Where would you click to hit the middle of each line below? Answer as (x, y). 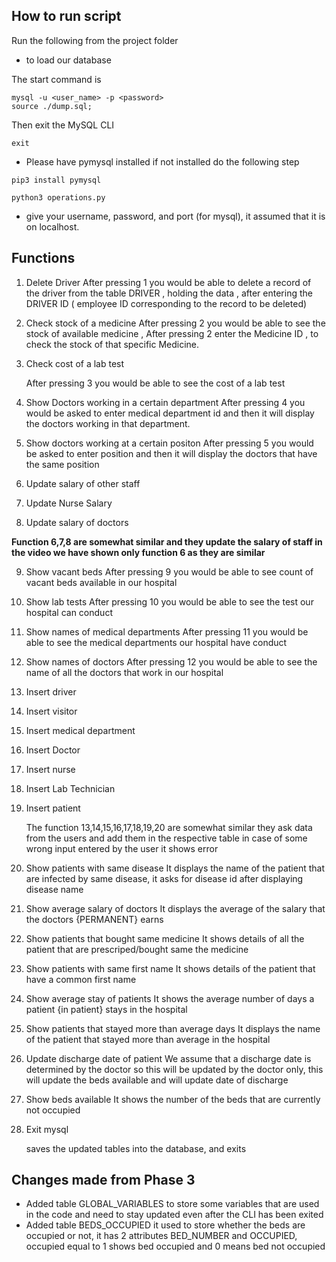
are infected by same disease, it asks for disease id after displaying (164, 878)
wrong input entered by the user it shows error (122, 848)
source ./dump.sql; (52, 106)
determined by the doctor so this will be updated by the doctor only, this (174, 1069)
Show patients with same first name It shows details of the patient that (170, 968)
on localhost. (52, 226)
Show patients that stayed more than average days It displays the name (173, 1028)
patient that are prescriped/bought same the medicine (137, 949)
